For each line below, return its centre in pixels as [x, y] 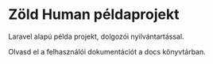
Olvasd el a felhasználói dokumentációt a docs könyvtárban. [107, 51]
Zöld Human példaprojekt [94, 15]
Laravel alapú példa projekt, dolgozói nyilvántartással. [96, 36]
